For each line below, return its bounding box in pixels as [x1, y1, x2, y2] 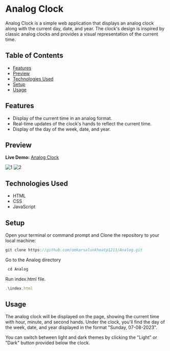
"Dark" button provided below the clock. [5, 340, 90, 346]
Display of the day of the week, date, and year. [12, 126, 111, 132]
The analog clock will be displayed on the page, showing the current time [5, 314, 160, 320]
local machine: [5, 238, 36, 243]
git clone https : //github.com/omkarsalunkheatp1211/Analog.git [5, 247, 143, 253]
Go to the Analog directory [5, 257, 61, 263]
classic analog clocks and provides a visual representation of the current [5, 31, 158, 37]
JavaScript [12, 203, 36, 210]
